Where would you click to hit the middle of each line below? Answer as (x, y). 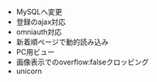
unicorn (29, 71)
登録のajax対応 (41, 22)
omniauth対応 (39, 32)
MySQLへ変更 (39, 12)
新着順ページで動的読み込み (62, 42)
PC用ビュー (35, 52)
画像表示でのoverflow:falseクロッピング (83, 62)
